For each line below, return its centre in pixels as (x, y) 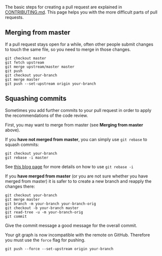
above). (13, 130)
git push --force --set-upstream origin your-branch (59, 249)
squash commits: (22, 144)
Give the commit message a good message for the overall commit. (71, 225)
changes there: (20, 186)
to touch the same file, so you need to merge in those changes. (68, 49)
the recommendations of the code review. (46, 115)
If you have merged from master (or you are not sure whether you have (77, 176)
